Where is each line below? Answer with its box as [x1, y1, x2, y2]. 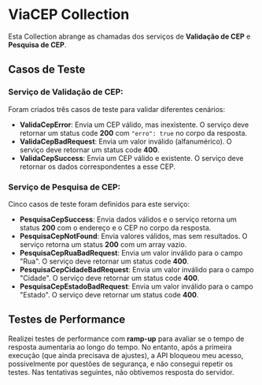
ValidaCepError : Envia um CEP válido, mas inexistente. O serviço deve [19, 120, 249, 129]
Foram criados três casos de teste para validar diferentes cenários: [8, 104, 226, 114]
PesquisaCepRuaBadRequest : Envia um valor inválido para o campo [19, 248, 243, 257]
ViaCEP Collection [8, 6, 130, 24]
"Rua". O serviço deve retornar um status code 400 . [19, 256, 190, 266]
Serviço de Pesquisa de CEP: [8, 181, 120, 192]
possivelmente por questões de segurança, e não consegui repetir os [8, 359, 234, 368]
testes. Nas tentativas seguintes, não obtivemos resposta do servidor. [8, 367, 234, 376]
